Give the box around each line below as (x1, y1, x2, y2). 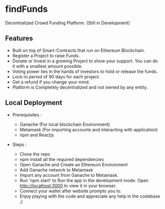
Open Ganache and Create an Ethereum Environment (19, 161, 128, 167)
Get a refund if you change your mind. (12, 79, 90, 85)
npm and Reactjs (19, 132, 54, 138)
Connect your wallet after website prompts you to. (19, 188, 122, 194)
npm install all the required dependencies (19, 156, 104, 162)
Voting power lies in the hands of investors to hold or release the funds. (12, 68, 158, 74)
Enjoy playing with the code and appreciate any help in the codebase (19, 193, 161, 199)
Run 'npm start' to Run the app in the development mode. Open (19, 177, 149, 183)
